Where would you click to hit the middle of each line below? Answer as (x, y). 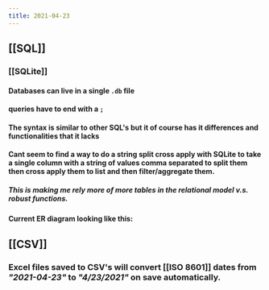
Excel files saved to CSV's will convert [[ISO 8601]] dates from (132, 267)
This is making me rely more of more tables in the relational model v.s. (128, 189)
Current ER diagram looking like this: (71, 219)
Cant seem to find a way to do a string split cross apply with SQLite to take (135, 155)
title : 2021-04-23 (39, 16)
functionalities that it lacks (54, 136)
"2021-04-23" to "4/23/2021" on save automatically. (115, 277)
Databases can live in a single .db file (72, 90)
